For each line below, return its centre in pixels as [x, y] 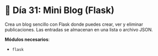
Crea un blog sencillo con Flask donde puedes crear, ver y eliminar [74, 24]
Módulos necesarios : [27, 39]
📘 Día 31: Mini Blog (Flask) [60, 10]
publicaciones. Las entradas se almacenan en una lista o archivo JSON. [79, 29]
